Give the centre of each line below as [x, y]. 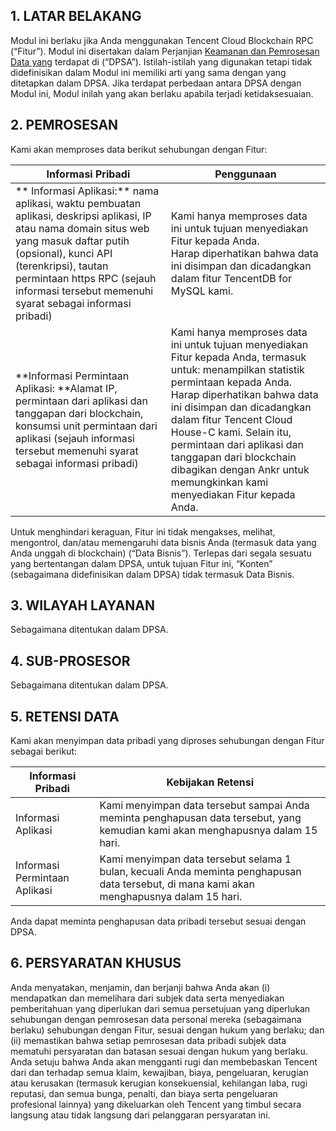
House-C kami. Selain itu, [231, 432]
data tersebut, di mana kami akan [177, 884]
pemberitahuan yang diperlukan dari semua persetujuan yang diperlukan [160, 1008]
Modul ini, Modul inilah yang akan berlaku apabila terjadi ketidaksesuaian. [162, 93]
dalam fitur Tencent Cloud [231, 419]
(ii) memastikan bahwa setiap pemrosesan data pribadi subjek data [148, 1040]
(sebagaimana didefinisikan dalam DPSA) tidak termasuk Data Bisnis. [152, 574]
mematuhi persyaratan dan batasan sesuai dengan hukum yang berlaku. [159, 1051]
